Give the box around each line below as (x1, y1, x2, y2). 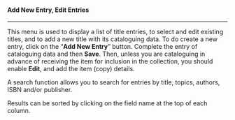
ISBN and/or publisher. (7, 86, 73, 94)
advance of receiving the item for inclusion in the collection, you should (7, 57, 213, 66)
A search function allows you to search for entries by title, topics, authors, (7, 78, 220, 87)
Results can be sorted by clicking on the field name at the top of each (7, 99, 208, 107)
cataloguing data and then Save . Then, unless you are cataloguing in (7, 50, 206, 59)
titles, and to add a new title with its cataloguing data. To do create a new (7, 35, 218, 43)
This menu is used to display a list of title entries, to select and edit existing (7, 28, 224, 36)
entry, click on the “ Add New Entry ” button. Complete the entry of (7, 43, 198, 51)
